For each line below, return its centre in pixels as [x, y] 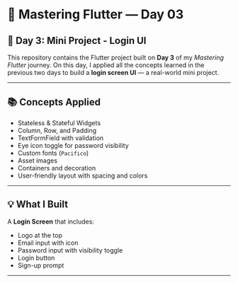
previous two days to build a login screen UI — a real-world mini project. [113, 73]
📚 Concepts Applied [54, 102]
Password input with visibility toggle [70, 250]
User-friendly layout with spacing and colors [83, 175]
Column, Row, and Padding [57, 130]
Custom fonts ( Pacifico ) [53, 153]
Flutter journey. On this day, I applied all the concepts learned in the [106, 65]
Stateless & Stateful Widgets [59, 122]
